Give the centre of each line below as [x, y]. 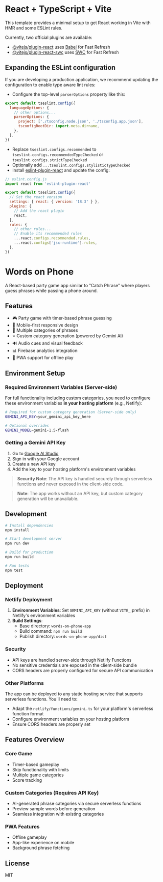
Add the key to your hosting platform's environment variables [74, 469]
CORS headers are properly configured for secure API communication [82, 670]
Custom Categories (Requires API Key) [52, 793]
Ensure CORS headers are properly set [51, 724]
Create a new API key [34, 464]
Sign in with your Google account [46, 459]
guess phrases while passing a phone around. [51, 291]
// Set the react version [36, 197]
